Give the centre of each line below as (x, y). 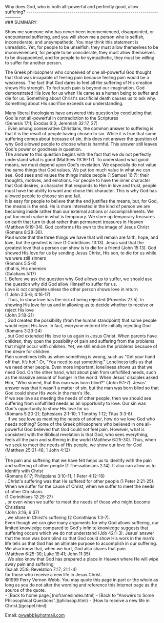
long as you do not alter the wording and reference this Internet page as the (81, 585)
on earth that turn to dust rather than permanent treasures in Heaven (74, 222)
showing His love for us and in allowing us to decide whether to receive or (79, 305)
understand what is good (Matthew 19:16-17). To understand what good (77, 159)
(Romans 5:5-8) (21, 263)
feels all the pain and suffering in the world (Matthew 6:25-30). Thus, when (81, 440)
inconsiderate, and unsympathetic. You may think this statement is (72, 42)
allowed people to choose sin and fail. (43, 196)
